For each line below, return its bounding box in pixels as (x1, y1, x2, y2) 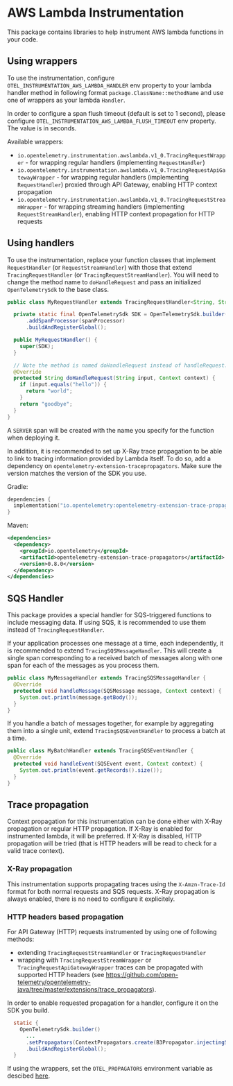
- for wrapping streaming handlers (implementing (44, 202, 185, 211)
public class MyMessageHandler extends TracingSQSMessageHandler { (7, 675, 207, 682)
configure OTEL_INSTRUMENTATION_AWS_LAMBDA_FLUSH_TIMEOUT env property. (7, 117, 216, 125)
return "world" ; (25, 388, 73, 395)
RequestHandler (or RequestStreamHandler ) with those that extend (7, 263, 192, 271)
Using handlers (7, 237, 75, 249)
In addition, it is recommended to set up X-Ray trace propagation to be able (7, 447, 223, 455)
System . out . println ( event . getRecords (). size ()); (19, 767, 163, 774)
